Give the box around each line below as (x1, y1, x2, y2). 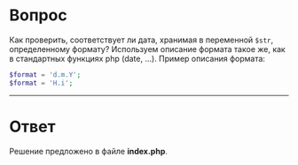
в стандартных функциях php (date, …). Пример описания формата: (9, 53, 266, 64)
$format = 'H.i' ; (9, 79, 74, 87)
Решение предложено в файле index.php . (9, 146, 169, 156)
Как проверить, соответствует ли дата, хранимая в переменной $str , (9, 34, 274, 45)
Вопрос (9, 5, 68, 26)
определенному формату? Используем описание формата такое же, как (9, 43, 286, 54)
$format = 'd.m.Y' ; (9, 70, 82, 79)
